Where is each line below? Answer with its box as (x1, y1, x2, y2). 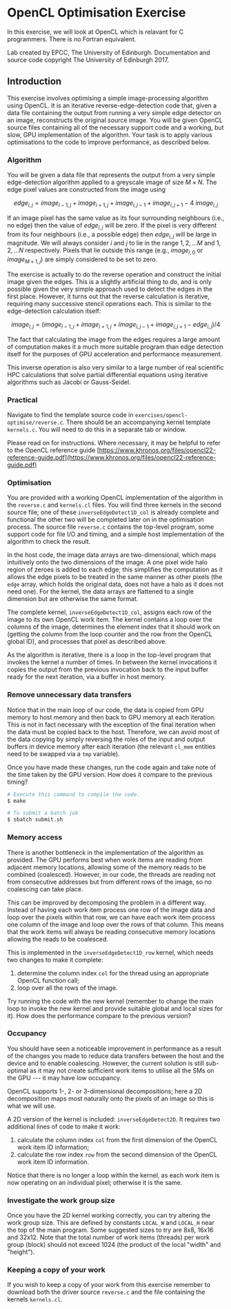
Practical (7, 395, 38, 405)
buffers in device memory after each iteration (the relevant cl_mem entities (7, 742, 216, 751)
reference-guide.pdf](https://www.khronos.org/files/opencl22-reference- (7, 454, 217, 462)
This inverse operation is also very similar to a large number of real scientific (7, 363, 224, 372)
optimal (7, 1066, 29, 1075)
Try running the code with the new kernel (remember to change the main (7, 997, 214, 1005)
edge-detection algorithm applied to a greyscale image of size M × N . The (7, 178, 217, 187)
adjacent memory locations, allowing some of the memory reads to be (7, 863, 206, 871)
